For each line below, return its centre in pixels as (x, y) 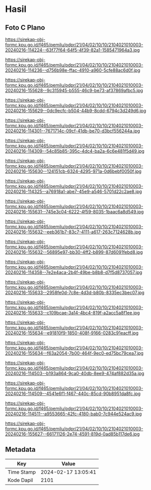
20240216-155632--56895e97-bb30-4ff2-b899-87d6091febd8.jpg (74, 252)
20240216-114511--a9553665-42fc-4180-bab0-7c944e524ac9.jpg (74, 414)
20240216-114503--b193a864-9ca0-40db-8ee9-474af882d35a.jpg (75, 373)
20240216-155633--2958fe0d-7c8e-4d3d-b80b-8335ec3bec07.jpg (75, 293)
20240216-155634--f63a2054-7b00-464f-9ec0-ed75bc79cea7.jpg (75, 353)
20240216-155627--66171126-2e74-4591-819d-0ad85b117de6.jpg (73, 434)
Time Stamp (22, 472)
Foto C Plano (25, 28)
